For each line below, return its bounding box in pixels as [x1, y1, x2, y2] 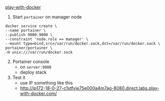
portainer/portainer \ [5, 45, 53, 50]
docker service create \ [5, 23, 57, 28]
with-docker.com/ [20, 90, 57, 96]
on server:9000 [20, 64, 52, 69]
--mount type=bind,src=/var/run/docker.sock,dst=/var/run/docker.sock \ [5, 41, 160, 46]
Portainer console [12, 58, 50, 64]
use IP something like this [20, 80, 73, 85]
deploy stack [20, 69, 47, 75]
